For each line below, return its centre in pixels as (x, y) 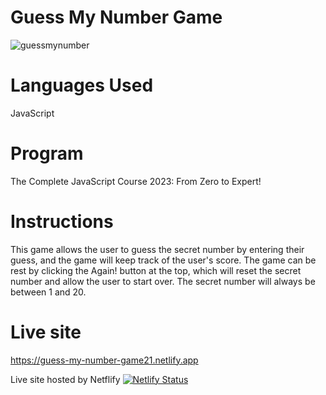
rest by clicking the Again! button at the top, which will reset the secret (156, 270)
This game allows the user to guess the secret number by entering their (157, 249)
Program (47, 153)
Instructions (62, 222)
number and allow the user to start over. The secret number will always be (163, 281)
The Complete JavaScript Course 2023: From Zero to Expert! (136, 181)
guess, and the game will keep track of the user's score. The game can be (163, 260)
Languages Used (82, 85)
